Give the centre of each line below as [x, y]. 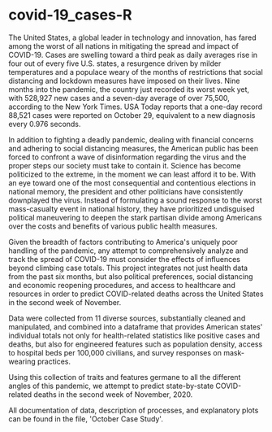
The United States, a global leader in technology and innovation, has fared [132, 37]
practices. [54, 361]
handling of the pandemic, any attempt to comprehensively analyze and [128, 251]
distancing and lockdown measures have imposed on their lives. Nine [124, 81]
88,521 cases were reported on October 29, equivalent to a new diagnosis [132, 115]
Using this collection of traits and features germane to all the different [125, 377]
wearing [22, 361]
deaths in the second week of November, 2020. [113, 394]
